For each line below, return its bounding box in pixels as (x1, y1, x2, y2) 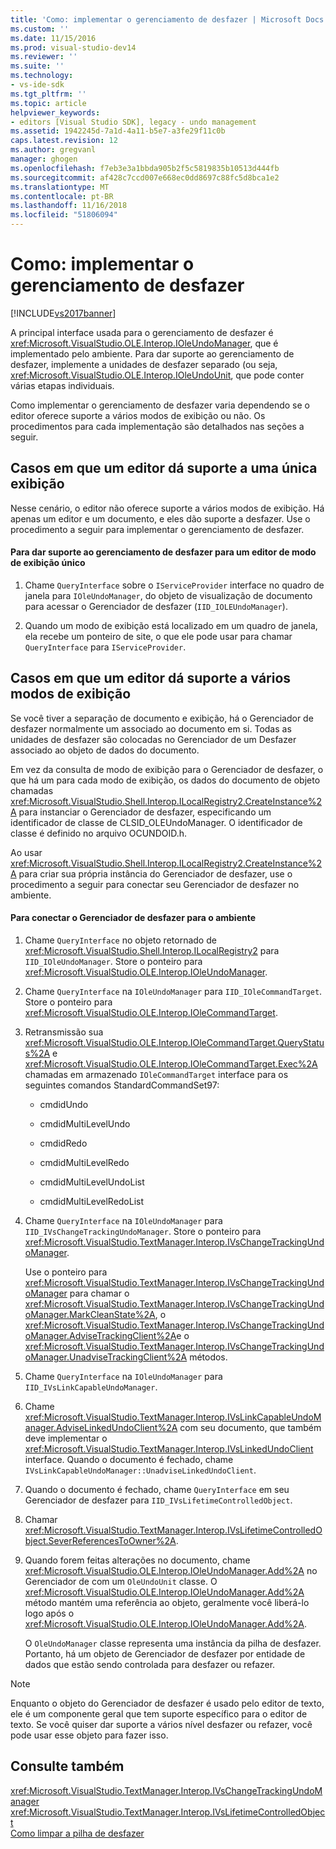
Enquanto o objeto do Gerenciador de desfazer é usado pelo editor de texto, (10, 1697, 325, 1709)
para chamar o (69, 1287, 130, 1299)
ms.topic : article (10, 98, 87, 108)
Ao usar (10, 846, 43, 858)
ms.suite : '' (10, 61, 65, 71)
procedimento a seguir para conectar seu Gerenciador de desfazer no (10, 878, 300, 890)
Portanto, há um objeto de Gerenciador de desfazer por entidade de (24, 1647, 306, 1660)
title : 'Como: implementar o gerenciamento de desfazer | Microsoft (10, 14, 302, 25)
